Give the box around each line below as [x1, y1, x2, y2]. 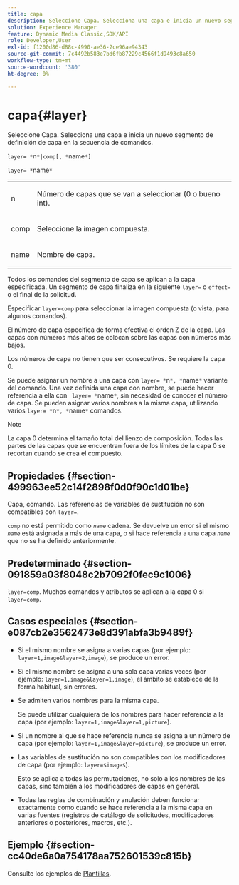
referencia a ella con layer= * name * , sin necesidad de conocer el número [7, 391, 228, 400]
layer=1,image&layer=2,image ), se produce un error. [17, 653, 170, 662]
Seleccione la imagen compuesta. [36, 224, 150, 234]
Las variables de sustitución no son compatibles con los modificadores [17, 752, 226, 761]
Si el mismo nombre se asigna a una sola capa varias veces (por [17, 667, 206, 675]
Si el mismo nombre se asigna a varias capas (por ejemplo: [17, 645, 191, 654]
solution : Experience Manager [7, 24, 97, 31]
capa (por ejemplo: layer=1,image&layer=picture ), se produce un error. [17, 739, 227, 747]
